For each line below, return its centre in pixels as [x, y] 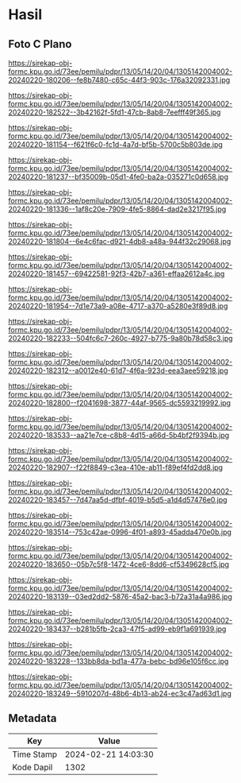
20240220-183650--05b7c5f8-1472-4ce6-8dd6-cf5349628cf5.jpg [119, 564]
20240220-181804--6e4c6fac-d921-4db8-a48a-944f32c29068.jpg [120, 241]
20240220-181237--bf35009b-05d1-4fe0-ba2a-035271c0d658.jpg [118, 177]
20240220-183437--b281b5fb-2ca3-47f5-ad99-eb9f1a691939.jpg [117, 629]
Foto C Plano [40, 44]
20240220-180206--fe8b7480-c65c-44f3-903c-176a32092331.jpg [119, 80]
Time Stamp [35, 754]
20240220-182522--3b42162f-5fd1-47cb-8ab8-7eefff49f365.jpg [115, 112]
